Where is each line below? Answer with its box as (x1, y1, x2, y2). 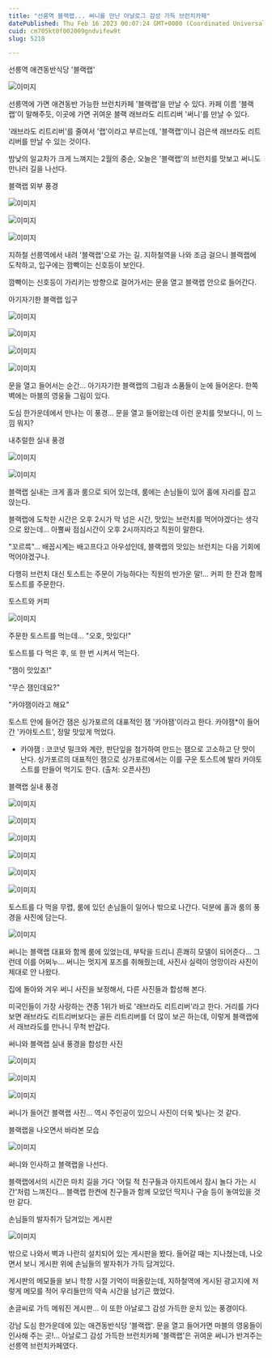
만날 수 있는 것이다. (29, 137, 91, 147)
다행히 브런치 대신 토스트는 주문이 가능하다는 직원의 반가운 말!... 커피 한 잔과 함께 (8, 569, 263, 579)
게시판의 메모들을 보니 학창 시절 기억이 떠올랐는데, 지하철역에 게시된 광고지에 (8, 1276, 251, 1286)
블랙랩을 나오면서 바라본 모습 (8, 1125, 100, 1135)
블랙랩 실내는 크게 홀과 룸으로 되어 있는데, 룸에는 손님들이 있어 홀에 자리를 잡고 (8, 487, 257, 497)
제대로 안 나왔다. (8, 967, 61, 977)
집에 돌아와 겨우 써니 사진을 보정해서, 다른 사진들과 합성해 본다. (8, 984, 207, 994)
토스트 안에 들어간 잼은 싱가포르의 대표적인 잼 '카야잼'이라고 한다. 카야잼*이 (8, 717, 245, 727)
